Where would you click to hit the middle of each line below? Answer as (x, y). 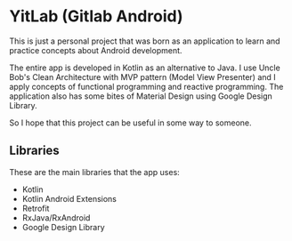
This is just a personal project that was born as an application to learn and (145, 41)
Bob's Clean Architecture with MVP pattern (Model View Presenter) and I (142, 76)
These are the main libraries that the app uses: (94, 172)
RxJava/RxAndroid (56, 217)
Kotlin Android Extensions (69, 198)
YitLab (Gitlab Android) (96, 16)
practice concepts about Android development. (96, 50)
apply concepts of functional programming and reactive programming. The (146, 86)
